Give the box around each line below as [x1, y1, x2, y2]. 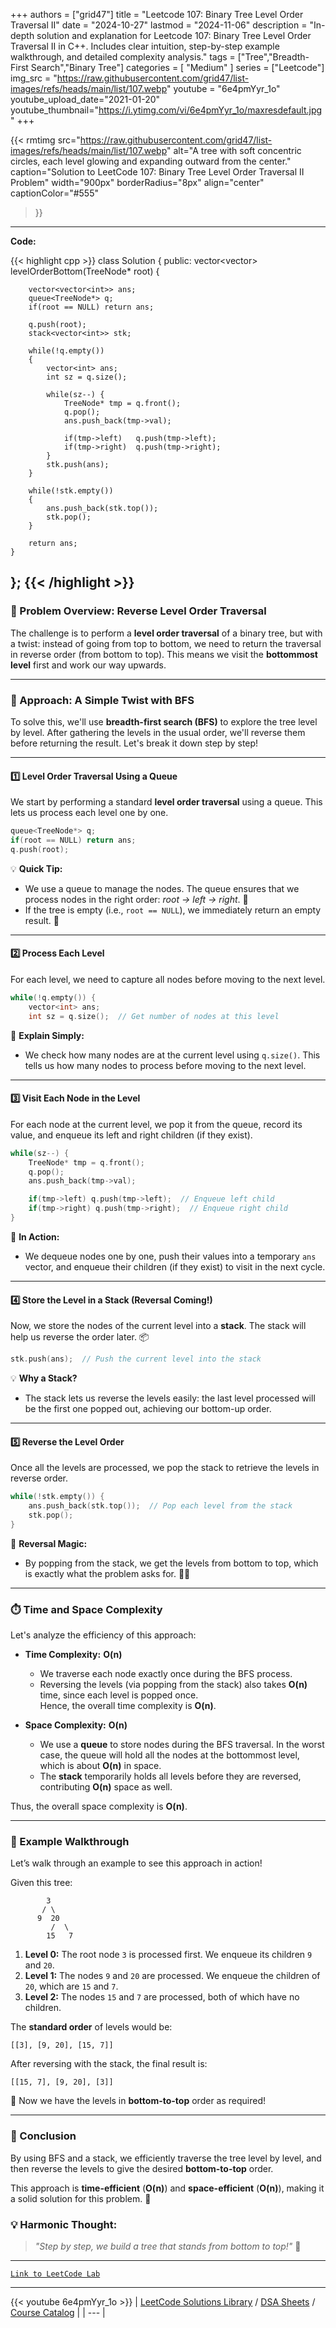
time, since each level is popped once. [39, 1689, 199, 1701]
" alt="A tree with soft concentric [166, 145, 302, 156]
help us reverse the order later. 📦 [10, 1331, 150, 1343]
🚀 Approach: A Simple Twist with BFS [10, 693, 195, 707]
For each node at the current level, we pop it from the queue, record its [10, 1118, 303, 1130]
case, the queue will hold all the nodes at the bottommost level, [39, 1749, 300, 1761]
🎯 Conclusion [10, 2129, 77, 2143]
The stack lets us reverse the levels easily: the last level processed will [24, 1392, 316, 1404]
